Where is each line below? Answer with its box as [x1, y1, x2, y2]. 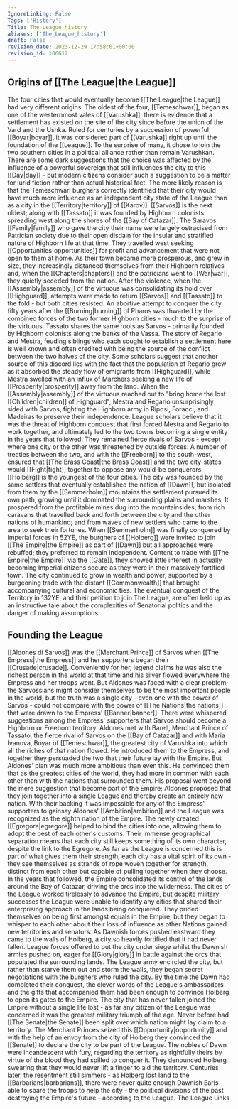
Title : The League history [7, 23, 87, 31]
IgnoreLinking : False [7, 10, 72, 18]
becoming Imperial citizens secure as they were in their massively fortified [7, 563, 225, 572]
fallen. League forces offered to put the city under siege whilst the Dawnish [7, 942, 228, 951]
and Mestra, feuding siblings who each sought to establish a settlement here [7, 337, 232, 345]
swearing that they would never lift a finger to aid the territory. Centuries [7, 1063, 219, 1071]
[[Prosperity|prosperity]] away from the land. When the [7, 382, 169, 391]
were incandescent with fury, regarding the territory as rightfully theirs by [7, 1048, 222, 1056]
